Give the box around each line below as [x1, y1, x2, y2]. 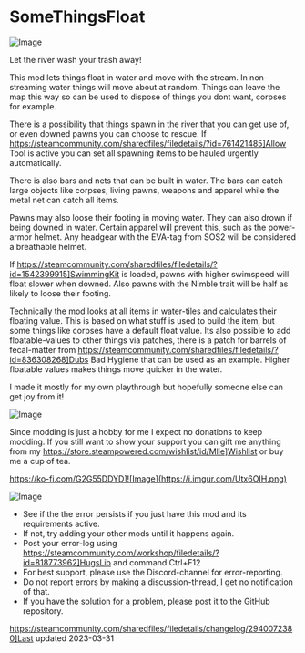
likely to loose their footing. [9, 287, 112, 298]
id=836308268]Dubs [9, 354, 89, 365]
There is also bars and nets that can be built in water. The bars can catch [9, 175, 284, 186]
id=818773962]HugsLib [22, 556, 112, 567]
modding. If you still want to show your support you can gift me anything [9, 436, 282, 447]
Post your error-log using [22, 537, 117, 548]
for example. [9, 100, 57, 111]
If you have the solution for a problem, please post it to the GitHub [22, 596, 270, 606]
